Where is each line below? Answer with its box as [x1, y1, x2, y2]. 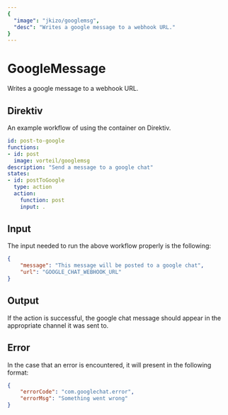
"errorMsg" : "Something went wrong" [20, 395, 129, 402]
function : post [20, 197, 65, 204]
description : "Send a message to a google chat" [7, 164, 154, 171]
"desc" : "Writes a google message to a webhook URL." [13, 23, 176, 31]
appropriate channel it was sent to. [7, 321, 109, 330]
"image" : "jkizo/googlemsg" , [13, 17, 100, 24]
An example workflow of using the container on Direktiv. [7, 123, 171, 132]
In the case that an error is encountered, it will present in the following [7, 360, 212, 369]
